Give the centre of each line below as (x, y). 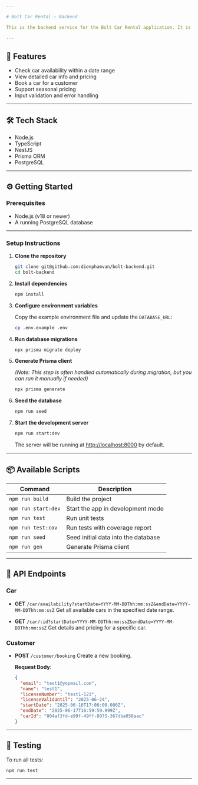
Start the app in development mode (115, 508)
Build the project (89, 499)
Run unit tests (85, 518)
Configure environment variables (56, 305)
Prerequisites (26, 203)
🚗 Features (26, 56)
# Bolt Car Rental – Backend (42, 16)
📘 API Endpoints (36, 574)
